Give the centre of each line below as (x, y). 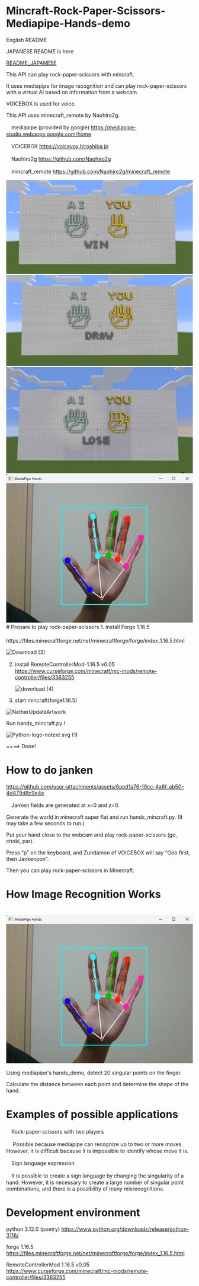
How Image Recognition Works (84, 894)
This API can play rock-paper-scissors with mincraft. (70, 74)
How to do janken (50, 770)
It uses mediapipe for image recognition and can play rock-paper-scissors (97, 86)
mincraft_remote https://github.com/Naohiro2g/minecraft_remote (91, 171)
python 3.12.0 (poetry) (33, 1229)
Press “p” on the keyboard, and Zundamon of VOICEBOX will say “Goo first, (98, 853)
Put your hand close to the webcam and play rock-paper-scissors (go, (92, 835)
